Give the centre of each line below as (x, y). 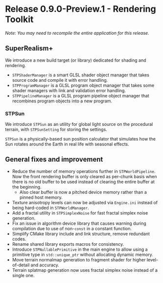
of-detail (21, 265)
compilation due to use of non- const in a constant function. (72, 228)
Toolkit (19, 19)
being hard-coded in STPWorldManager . (50, 208)
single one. (23, 275)
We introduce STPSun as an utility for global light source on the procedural (79, 124)
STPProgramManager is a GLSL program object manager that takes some (83, 85)
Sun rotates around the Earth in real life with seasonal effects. (67, 144)
